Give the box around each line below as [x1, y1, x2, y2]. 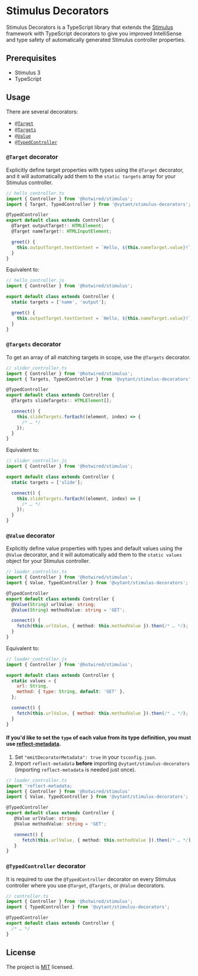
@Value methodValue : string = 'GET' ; [14, 821, 107, 827]
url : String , [16, 683, 49, 689]
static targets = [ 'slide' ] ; [11, 479, 83, 485]
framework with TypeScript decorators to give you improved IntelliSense [6, 30, 182, 37]
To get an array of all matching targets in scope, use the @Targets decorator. [6, 353, 191, 361]
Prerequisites [6, 53, 57, 63]
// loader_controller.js [6, 656, 67, 662]
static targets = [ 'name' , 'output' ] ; [11, 299, 107, 305]
